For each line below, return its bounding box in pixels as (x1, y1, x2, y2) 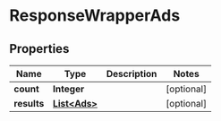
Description (106, 68, 157, 80)
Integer (52, 82, 85, 95)
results (13, 98, 45, 109)
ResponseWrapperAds (9, 5, 181, 26)
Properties (9, 41, 70, 56)
